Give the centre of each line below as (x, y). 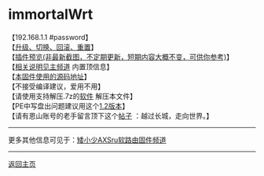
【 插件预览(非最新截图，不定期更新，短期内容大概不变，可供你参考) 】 (121, 57)
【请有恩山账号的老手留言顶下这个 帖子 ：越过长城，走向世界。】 (111, 115)
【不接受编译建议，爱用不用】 (56, 86)
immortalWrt (51, 15)
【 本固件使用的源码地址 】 (49, 76)
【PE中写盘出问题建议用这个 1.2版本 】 (69, 106)
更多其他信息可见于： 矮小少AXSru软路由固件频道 (87, 140)
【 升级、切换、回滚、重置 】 (53, 47)
